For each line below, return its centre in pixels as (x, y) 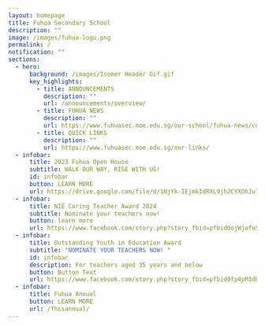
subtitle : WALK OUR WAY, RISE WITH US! (94, 170)
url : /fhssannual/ (59, 308)
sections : (24, 60)
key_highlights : (56, 81)
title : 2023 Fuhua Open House (78, 162)
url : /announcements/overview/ (95, 103)
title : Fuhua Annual (63, 294)
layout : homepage (37, 15)
